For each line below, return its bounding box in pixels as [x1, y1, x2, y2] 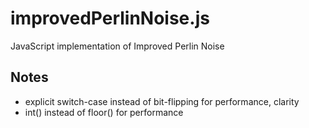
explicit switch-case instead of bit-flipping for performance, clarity [24, 95, 300, 107]
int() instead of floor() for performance [24, 106, 184, 118]
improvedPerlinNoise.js [10, 7, 210, 30]
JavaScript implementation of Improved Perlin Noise [10, 40, 225, 52]
